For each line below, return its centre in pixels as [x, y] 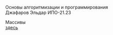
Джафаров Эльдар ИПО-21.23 [38, 12]
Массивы [15, 22]
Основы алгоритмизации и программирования [57, 7]
